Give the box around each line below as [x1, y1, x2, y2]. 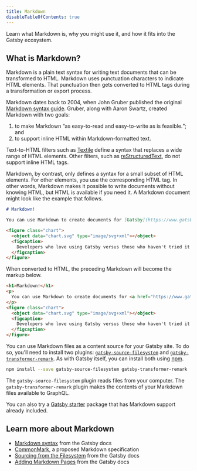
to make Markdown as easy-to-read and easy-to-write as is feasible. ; [14, 122, 186, 129]
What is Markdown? [6, 53, 81, 63]
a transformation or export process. [6, 87, 92, 94]
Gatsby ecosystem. [6, 36, 53, 43]
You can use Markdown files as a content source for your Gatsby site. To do [6, 343, 189, 350]
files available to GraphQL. [6, 389, 70, 396]
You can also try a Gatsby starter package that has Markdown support [6, 401, 176, 408]
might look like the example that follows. [6, 195, 103, 202]
